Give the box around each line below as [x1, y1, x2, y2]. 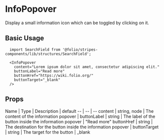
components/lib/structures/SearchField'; [5, 51, 92, 56]
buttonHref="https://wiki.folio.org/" [14, 73, 94, 78]
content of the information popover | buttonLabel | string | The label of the [5, 113, 156, 119]
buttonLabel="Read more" [14, 69, 65, 73]
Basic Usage [5, 34, 44, 42]
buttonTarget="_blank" [14, 77, 61, 82]
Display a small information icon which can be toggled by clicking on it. [5, 20, 149, 26]
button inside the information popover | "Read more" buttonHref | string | [5, 118, 153, 124]
